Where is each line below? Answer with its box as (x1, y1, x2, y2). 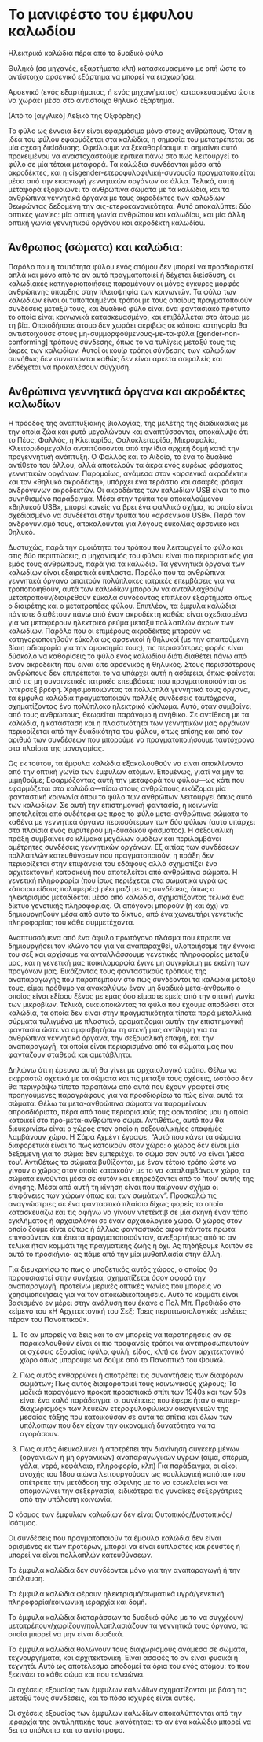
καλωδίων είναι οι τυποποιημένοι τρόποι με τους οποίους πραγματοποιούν (8, 295, 253, 305)
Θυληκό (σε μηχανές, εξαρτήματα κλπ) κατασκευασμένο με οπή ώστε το (8, 63, 246, 72)
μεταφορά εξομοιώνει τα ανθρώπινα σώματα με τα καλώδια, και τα (8, 184, 230, 194)
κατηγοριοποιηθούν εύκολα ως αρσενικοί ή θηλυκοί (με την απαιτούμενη (8, 634, 249, 643)
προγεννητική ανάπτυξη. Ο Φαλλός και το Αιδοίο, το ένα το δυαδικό (8, 451, 233, 461)
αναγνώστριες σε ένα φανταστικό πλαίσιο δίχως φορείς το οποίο (8, 1199, 224, 1208)
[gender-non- (195, 328, 241, 338)
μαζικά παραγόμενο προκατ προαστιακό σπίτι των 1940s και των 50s (19, 1387, 247, 1396)
